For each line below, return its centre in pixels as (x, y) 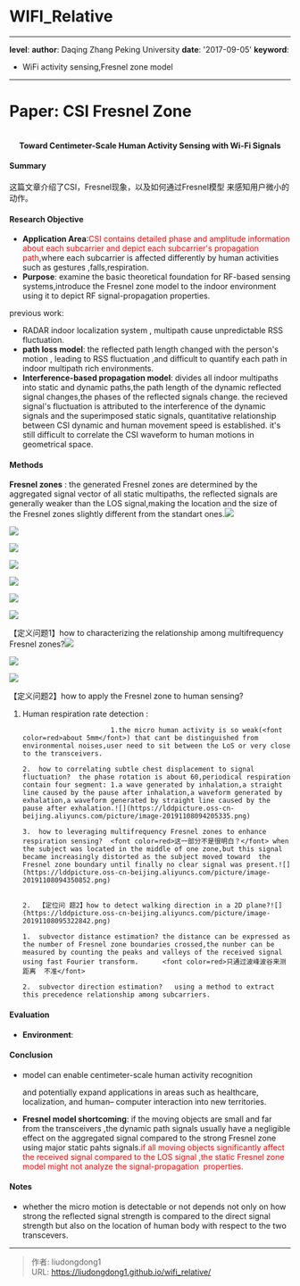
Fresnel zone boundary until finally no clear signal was (132, 865)
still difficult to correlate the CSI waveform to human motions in (138, 435)
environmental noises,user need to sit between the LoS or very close (156, 746)
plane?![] (264, 906)
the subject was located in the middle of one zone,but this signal (152, 849)
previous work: (37, 313)
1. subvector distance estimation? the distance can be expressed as (156, 937)
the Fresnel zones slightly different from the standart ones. (117, 514)
